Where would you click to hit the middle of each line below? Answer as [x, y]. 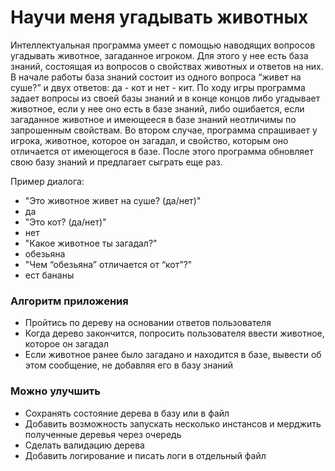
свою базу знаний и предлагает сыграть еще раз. [116, 162]
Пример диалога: [47, 181]
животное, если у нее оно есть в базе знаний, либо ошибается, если [157, 108]
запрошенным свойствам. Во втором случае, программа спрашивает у [164, 130]
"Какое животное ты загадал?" [91, 243]
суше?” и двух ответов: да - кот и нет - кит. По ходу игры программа [158, 87]
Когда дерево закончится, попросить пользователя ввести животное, [174, 333]
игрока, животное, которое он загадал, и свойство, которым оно [149, 140]
